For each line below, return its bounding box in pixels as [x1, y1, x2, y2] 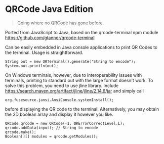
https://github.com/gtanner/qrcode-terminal [5, 35, 95, 41]
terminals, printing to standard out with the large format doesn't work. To [5, 77, 153, 83]
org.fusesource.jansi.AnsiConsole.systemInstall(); [5, 97, 114, 102]
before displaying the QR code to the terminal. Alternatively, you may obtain [5, 106, 159, 112]
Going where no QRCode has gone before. [17, 20, 104, 26]
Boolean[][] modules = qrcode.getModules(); [5, 134, 98, 139]
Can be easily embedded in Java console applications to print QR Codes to [5, 44, 158, 50]
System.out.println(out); [5, 63, 58, 68]
